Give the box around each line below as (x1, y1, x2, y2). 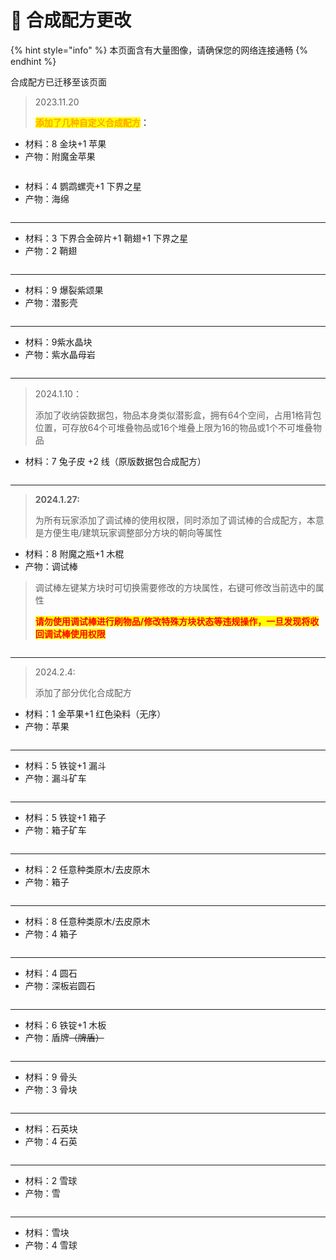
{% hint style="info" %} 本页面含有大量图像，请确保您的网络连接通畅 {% (10, 44, 309, 56)
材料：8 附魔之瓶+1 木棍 (24, 547, 125, 560)
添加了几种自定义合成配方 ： (34, 116, 150, 128)
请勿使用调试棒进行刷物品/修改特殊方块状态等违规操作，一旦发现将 (34, 615, 311, 627)
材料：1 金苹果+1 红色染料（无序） (24, 707, 167, 720)
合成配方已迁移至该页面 (10, 76, 107, 88)
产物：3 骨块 (24, 1083, 78, 1095)
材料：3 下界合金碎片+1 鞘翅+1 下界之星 (24, 232, 189, 244)
